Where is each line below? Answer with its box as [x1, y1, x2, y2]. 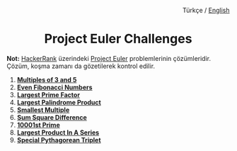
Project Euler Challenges [44, 31, 192, 47]
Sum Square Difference [16, 113, 88, 121]
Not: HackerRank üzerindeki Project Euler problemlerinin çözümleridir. [6, 54, 212, 62]
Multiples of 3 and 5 [16, 75, 77, 84]
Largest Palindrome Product [16, 98, 102, 106]
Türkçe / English [182, 6, 230, 14]
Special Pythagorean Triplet [16, 135, 101, 144]
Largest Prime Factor [16, 90, 81, 99]
